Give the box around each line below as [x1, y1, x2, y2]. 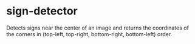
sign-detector [6, 4, 78, 18]
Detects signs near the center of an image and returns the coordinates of [6, 24, 190, 31]
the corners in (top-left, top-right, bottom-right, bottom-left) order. [6, 30, 173, 37]
